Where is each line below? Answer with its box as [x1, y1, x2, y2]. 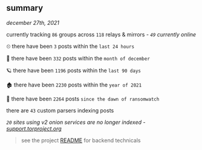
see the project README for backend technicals [21, 137, 141, 144]
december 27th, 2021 [6, 19, 59, 26]
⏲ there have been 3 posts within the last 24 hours [6, 42, 135, 50]
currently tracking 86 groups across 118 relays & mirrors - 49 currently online [6, 31, 197, 38]
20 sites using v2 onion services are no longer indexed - [6, 119, 146, 126]
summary [6, 3, 44, 13]
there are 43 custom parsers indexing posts [6, 106, 114, 114]
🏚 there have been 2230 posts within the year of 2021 [6, 81, 142, 88]
